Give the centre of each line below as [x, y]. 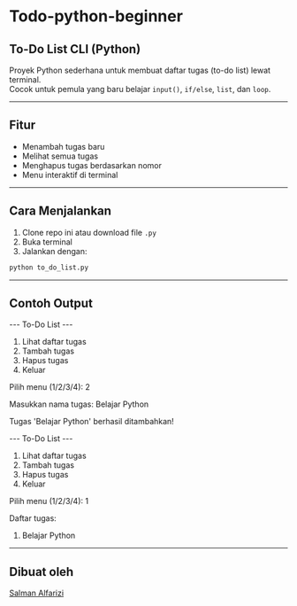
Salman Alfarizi [37, 593]
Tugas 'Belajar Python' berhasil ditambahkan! [91, 422]
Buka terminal [47, 242]
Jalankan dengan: [54, 251]
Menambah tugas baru [63, 146]
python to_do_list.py [49, 268]
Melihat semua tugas [60, 156]
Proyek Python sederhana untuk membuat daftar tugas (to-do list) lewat [140, 70]
